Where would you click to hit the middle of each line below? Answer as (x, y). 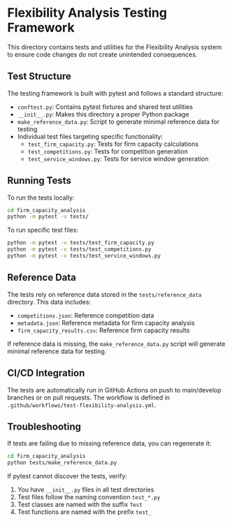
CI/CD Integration (46, 373)
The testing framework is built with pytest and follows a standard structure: (115, 93)
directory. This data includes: (49, 302)
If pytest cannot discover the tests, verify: (67, 476)
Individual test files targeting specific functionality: (90, 136)
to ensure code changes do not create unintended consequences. (102, 54)
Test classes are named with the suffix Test (80, 505)
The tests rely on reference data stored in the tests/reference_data (104, 294)
